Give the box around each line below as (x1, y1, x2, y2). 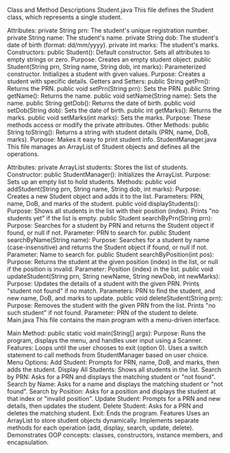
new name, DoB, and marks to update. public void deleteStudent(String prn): (7, 294, 223, 302)
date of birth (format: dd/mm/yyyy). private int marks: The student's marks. (7, 41, 220, 49)
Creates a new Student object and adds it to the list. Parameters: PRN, (7, 192, 205, 200)
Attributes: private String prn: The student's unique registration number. (7, 27, 209, 34)
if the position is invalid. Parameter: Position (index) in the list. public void (7, 265, 214, 273)
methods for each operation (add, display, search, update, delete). (7, 424, 194, 432)
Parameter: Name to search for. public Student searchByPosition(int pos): (7, 250, 214, 259)
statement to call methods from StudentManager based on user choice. (7, 351, 209, 359)
